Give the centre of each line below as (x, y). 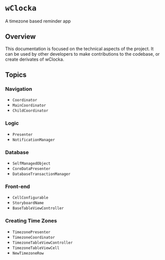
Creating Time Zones (31, 221)
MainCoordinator (29, 105)
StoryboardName (28, 203)
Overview (21, 37)
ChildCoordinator (30, 111)
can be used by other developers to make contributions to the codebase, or (82, 54)
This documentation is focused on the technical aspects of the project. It (80, 49)
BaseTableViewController (38, 208)
